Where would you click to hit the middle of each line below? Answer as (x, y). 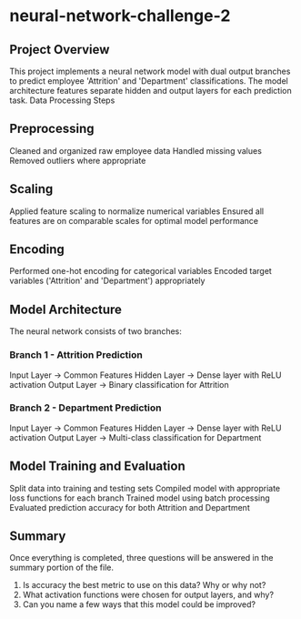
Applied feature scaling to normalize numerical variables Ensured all (137, 211)
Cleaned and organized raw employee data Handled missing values (135, 150)
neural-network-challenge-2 (120, 16)
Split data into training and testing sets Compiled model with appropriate (145, 488)
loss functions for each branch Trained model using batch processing (140, 498)
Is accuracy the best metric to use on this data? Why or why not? (144, 585)
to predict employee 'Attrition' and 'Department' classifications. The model (149, 81)
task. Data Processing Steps (62, 100)
